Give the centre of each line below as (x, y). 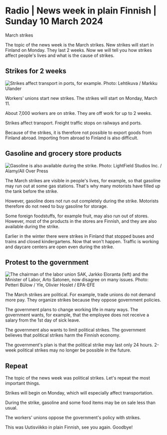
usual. (11, 408)
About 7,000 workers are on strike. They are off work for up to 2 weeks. (79, 113)
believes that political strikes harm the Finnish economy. (63, 335)
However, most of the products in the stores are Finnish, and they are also (81, 221)
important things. (23, 383)
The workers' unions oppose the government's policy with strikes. (73, 418)
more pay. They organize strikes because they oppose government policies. (83, 300)
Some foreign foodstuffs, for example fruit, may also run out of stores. (77, 216)
